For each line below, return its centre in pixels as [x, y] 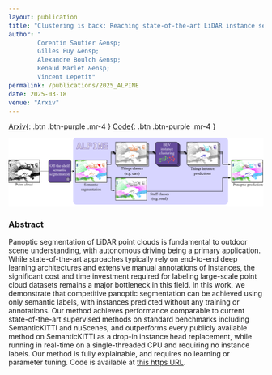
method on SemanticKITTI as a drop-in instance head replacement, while [130, 337]
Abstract [26, 224]
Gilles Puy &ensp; [68, 51]
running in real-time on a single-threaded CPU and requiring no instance [129, 345]
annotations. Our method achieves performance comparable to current [127, 311]
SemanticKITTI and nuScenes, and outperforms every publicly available [128, 328]
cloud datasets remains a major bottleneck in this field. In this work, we [127, 285]
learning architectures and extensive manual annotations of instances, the [132, 268]
